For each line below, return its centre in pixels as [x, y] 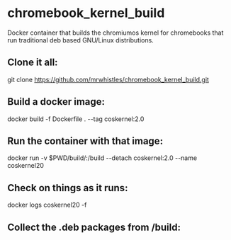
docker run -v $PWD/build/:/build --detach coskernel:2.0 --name [102, 158]
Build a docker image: [56, 102]
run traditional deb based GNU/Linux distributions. [80, 40]
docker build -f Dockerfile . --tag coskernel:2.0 [76, 119]
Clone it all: [33, 63]
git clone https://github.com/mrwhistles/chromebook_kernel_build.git [108, 79]
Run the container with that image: [85, 141]
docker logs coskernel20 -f [47, 205]
